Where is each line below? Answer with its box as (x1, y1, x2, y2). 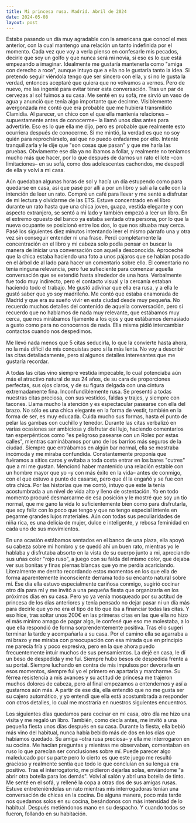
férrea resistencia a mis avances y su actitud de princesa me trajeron (6, 674, 173, 681)
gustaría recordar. (6, 358, 49, 365)
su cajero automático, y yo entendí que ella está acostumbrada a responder (6, 693, 188, 700)
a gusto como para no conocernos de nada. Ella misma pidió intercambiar (6, 321, 184, 329)
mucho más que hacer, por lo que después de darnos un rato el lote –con (6, 154, 183, 162)
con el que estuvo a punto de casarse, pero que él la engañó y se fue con (6, 475, 184, 482)
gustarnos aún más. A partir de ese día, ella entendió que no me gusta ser (6, 687, 184, 694)
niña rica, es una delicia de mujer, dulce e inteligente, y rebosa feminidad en (6, 519, 190, 526)
